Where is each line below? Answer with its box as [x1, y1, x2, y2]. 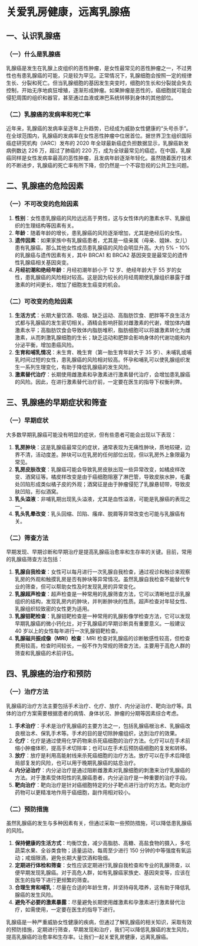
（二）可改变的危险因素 [6, 297, 72, 305]
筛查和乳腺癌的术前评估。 [14, 650, 77, 657]
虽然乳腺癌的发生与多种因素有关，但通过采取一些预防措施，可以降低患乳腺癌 [6, 819, 192, 827]
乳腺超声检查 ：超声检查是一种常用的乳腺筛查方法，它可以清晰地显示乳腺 [14, 591, 190, 598]
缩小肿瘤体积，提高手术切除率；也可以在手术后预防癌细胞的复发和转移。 [14, 744, 190, 751]
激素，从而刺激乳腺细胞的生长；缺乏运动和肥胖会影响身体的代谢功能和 [14, 334, 186, 341]
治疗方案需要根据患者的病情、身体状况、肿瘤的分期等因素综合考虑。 [16, 710, 181, 717]
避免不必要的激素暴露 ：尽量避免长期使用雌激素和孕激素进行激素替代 [14, 899, 180, 906]
